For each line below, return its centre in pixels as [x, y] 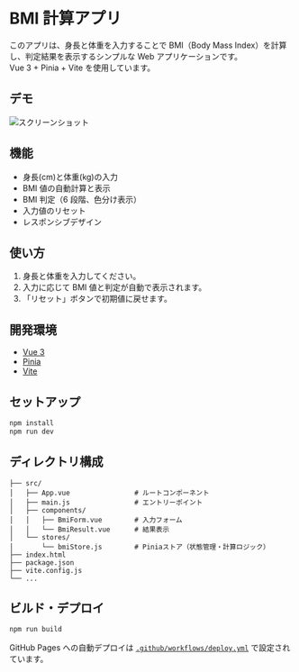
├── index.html [38, 555]
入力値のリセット [54, 210]
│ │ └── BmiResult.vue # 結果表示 [89, 529]
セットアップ [45, 402]
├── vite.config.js [46, 570]
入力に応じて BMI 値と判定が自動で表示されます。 [114, 287]
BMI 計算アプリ [66, 18]
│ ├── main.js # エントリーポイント [106, 502]
